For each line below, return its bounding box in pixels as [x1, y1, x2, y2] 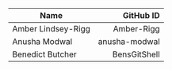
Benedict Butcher [12, 49, 77, 60]
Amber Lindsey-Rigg [12, 24, 91, 34]
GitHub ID [122, 10, 160, 20]
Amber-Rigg [113, 24, 160, 34]
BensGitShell [112, 49, 160, 60]
